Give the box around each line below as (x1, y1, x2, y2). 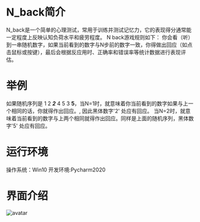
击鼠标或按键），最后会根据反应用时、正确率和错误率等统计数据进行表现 (6, 48, 181, 55)
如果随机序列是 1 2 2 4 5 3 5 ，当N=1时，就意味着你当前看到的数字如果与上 (6, 99, 189, 107)
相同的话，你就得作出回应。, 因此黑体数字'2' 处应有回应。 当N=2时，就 (11, 107, 186, 114)
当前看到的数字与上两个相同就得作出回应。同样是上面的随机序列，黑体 (16, 114, 189, 122)
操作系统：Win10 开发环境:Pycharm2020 (6, 166, 106, 173)
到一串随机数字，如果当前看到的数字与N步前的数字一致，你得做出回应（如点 (6, 41, 193, 48)
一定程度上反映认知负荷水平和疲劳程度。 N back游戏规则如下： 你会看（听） (6, 33, 193, 40)
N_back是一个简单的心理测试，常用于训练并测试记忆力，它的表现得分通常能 (6, 26, 192, 33)
